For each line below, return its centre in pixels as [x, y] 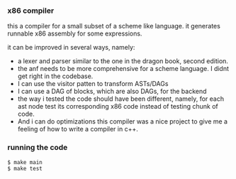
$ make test [25, 169]
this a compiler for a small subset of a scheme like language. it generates [114, 26]
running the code [38, 148]
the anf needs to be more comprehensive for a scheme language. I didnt [123, 69]
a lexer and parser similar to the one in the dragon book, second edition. [123, 61]
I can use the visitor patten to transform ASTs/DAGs [93, 84]
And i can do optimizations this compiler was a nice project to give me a [123, 121]
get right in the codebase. [55, 76]
